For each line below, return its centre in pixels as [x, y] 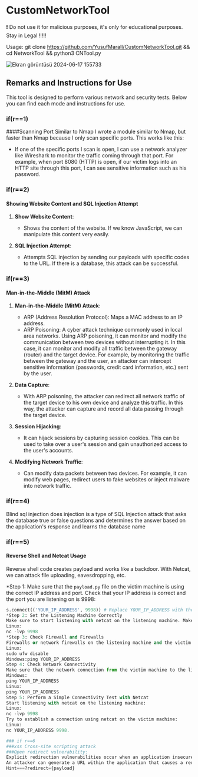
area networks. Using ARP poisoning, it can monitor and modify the [105, 336]
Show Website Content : [44, 217]
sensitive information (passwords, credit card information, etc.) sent [106, 367]
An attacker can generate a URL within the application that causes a [95, 763]
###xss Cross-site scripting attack [51, 746]
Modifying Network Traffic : [49, 462]
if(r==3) [18, 279]
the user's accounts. [48, 451]
